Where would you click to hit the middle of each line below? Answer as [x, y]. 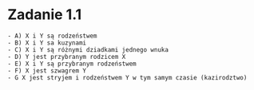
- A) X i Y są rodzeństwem [52, 36]
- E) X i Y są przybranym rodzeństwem [72, 64]
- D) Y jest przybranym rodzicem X [67, 57]
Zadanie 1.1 [45, 15]
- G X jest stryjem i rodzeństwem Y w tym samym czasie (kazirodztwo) [127, 77]
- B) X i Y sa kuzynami [47, 43]
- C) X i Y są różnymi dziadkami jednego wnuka [88, 49]
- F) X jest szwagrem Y [47, 70]
